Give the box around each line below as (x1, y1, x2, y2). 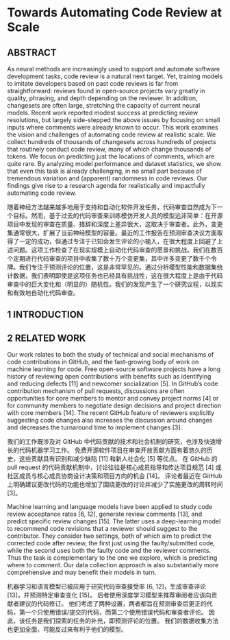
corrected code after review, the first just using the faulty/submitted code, (7, 539, 216, 547)
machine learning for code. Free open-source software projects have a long (7, 365, 221, 373)
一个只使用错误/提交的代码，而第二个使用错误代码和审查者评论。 (25, 608, 207, 617)
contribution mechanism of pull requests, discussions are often (7, 387, 185, 395)
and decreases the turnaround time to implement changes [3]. (7, 423, 183, 431)
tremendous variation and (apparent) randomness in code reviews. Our (7, 174, 207, 182)
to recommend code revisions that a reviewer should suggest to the (7, 525, 198, 533)
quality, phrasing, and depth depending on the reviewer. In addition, (7, 94, 198, 102)
